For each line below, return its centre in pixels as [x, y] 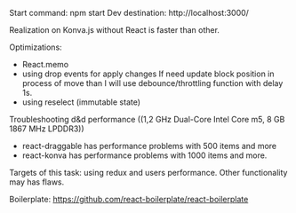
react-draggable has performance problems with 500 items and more [149, 146]
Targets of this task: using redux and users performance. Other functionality [148, 173]
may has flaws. [37, 182]
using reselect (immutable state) [81, 102]
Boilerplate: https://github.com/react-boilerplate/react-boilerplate [129, 199]
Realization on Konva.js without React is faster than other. [115, 30]
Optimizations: [36, 47]
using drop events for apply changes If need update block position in [148, 74]
